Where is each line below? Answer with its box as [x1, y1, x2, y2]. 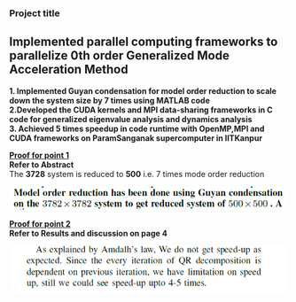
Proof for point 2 [9, 219, 71, 229]
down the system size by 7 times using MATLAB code [9, 95, 210, 105]
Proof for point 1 [9, 150, 69, 160]
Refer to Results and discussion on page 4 [9, 228, 168, 239]
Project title [9, 7, 60, 19]
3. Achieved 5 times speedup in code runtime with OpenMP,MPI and [9, 123, 265, 134]
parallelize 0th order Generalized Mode [9, 48, 230, 64]
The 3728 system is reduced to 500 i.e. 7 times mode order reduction [9, 168, 265, 179]
